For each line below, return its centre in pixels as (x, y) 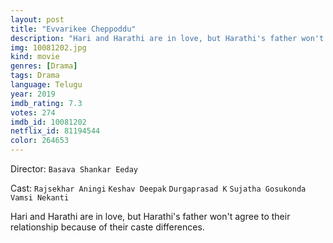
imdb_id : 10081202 (48, 122)
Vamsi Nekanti (40, 198)
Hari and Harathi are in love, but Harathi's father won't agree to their (150, 216)
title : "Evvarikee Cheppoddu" (73, 29)
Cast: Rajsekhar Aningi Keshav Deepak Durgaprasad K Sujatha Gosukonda (158, 188)
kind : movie (35, 57)
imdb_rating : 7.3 (46, 103)
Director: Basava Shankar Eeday (74, 169)
